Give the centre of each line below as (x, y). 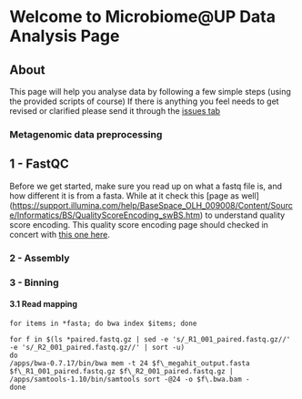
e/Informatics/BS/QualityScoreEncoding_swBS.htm (105, 215)
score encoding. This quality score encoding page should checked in (139, 224)
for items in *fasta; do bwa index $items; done (103, 323)
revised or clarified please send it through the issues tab (115, 111)
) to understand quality (242, 215)
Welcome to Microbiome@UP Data (142, 17)
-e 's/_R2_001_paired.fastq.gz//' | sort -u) (97, 347)
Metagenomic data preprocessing (86, 134)
